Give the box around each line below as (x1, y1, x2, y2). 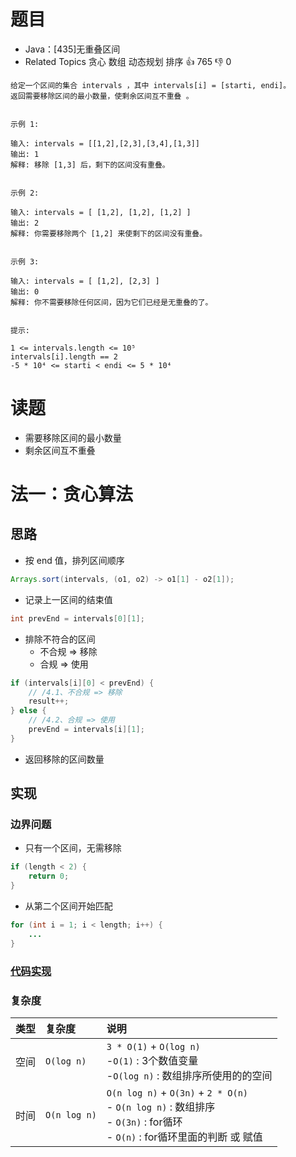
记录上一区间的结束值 (24, 593, 113, 605)
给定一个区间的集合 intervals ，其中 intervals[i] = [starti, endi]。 (10, 80, 292, 90)
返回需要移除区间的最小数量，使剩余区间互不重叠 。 (10, 91, 194, 101)
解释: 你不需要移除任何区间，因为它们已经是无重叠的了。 (10, 297, 213, 307)
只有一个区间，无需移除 (24, 842, 122, 854)
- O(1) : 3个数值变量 (106, 1053, 199, 1067)
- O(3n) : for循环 (106, 1115, 183, 1129)
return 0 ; (28, 871, 70, 882)
